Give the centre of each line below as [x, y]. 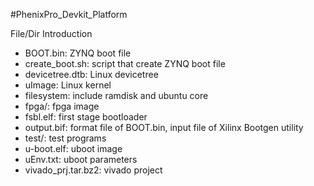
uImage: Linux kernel [68, 85]
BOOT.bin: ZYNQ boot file [78, 53]
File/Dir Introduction [51, 33]
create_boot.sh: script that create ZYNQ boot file [125, 63]
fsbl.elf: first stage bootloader [86, 117]
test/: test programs [65, 138]
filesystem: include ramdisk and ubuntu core [116, 95]
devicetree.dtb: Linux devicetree [91, 74]
